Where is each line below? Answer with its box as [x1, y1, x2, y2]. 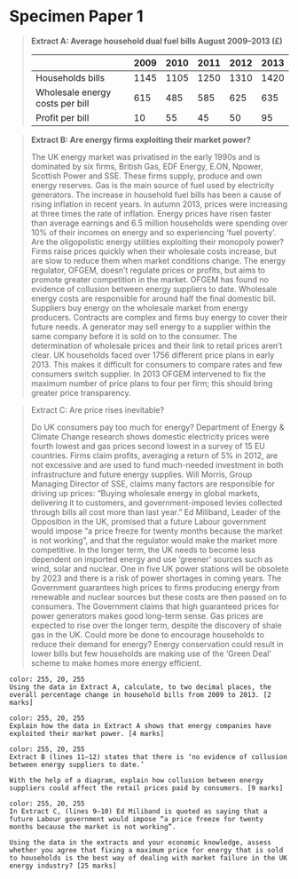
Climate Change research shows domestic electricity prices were [30, 431, 270, 441]
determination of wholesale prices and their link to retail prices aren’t [30, 340, 283, 351]
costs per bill [35, 97, 90, 109]
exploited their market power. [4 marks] [9, 729, 165, 738]
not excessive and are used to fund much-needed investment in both [30, 459, 284, 470]
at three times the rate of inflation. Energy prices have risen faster [30, 208, 272, 218]
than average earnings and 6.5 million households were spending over [30, 218, 288, 228]
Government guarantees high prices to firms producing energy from [30, 582, 280, 592]
